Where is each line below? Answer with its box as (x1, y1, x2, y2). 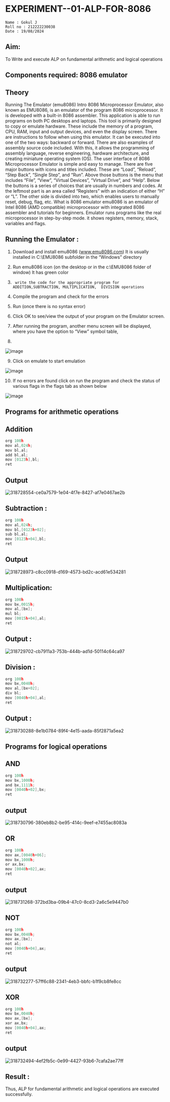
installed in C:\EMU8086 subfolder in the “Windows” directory (12, 254, 142, 260)
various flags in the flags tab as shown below (12, 383, 107, 389)
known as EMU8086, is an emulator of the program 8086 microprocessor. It (5, 107, 163, 113)
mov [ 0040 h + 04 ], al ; (5, 695, 47, 700)
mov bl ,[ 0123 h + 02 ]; (5, 527, 47, 532)
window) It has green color (12, 269, 69, 275)
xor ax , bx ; (5, 1021, 28, 1026)
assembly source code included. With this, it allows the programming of (5, 144, 155, 150)
